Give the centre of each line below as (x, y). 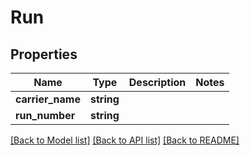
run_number (45, 115)
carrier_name (48, 99)
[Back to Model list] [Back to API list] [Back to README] (125, 140)
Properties (44, 54)
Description (157, 82)
